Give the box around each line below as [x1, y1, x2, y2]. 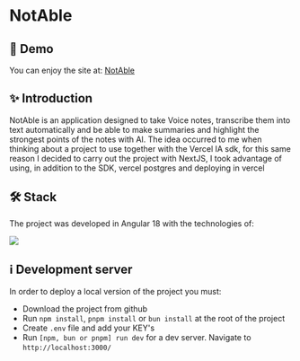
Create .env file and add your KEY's [22, 322, 155, 333]
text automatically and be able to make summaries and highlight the [9, 124, 260, 135]
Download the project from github [22, 304, 148, 314]
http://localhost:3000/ [22, 343, 112, 353]
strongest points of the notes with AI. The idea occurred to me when [9, 134, 262, 145]
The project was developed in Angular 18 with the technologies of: [9, 217, 254, 229]
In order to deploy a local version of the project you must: [9, 286, 222, 297]
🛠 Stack [9, 189, 57, 205]
